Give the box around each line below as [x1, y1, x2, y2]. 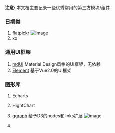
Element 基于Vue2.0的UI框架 [12, 67, 72, 73]
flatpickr [12, 30, 30, 36]
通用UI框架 [5, 49, 31, 56]
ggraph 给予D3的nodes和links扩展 [12, 112, 83, 119]
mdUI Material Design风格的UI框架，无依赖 [12, 61, 101, 67]
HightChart [12, 102, 35, 108]
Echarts [12, 92, 28, 99]
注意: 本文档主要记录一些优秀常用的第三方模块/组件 [5, 5, 110, 10]
